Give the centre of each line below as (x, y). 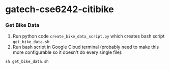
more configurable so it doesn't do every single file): (68, 52)
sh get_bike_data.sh (27, 62)
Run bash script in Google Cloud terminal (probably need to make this (86, 47)
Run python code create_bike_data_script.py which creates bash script (89, 36)
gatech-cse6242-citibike (60, 9)
